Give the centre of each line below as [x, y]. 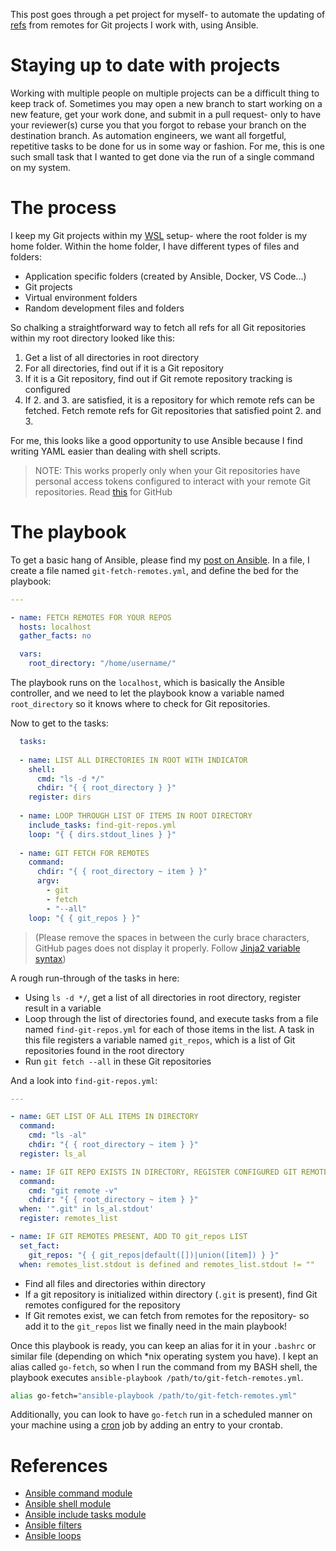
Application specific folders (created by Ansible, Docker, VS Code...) [165, 276]
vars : [31, 654]
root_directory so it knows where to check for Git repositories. [140, 704]
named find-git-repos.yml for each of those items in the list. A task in [169, 1029]
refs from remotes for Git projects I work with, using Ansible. [134, 25]
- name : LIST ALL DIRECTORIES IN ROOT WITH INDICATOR [133, 760]
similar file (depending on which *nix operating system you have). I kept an [164, 1356]
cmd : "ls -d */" [70, 779]
